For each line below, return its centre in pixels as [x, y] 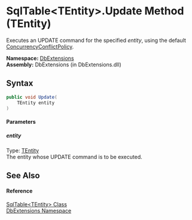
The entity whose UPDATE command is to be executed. [74, 157]
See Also [23, 175]
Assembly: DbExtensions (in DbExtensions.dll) [64, 65]
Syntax [20, 83]
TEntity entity [36, 103]
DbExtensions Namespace [39, 210]
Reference [19, 191]
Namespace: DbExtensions [40, 58]
